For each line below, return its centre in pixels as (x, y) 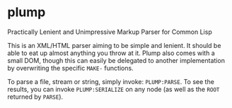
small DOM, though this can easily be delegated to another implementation (116, 60)
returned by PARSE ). (35, 97)
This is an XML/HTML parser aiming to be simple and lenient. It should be (114, 45)
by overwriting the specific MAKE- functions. (70, 68)
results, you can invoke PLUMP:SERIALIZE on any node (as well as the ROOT (114, 89)
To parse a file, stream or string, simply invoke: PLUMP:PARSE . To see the (111, 81)
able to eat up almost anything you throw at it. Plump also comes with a (111, 53)
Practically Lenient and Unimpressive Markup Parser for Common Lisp (110, 32)
